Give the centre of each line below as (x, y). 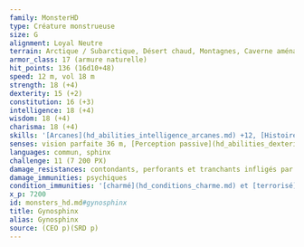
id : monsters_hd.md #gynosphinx (68, 203)
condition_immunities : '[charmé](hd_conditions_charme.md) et (129, 186)
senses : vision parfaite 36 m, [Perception (93, 144)
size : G (24, 34)
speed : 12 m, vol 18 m (52, 77)
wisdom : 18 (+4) (40, 119)
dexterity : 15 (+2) (46, 93)
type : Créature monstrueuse (62, 26)
